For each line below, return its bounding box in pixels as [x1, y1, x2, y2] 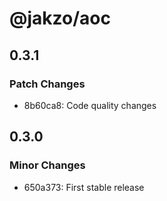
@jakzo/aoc [9, 7, 111, 30]
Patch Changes [9, 77, 86, 91]
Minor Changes [9, 158, 86, 172]
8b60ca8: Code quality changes [23, 99, 157, 111]
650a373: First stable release [23, 181, 145, 193]
